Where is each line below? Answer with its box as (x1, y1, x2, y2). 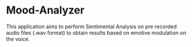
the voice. (6, 35, 31, 42)
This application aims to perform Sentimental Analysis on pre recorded (6, 23, 177, 30)
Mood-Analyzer (6, 4, 85, 17)
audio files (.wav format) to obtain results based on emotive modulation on (6, 29, 187, 36)
